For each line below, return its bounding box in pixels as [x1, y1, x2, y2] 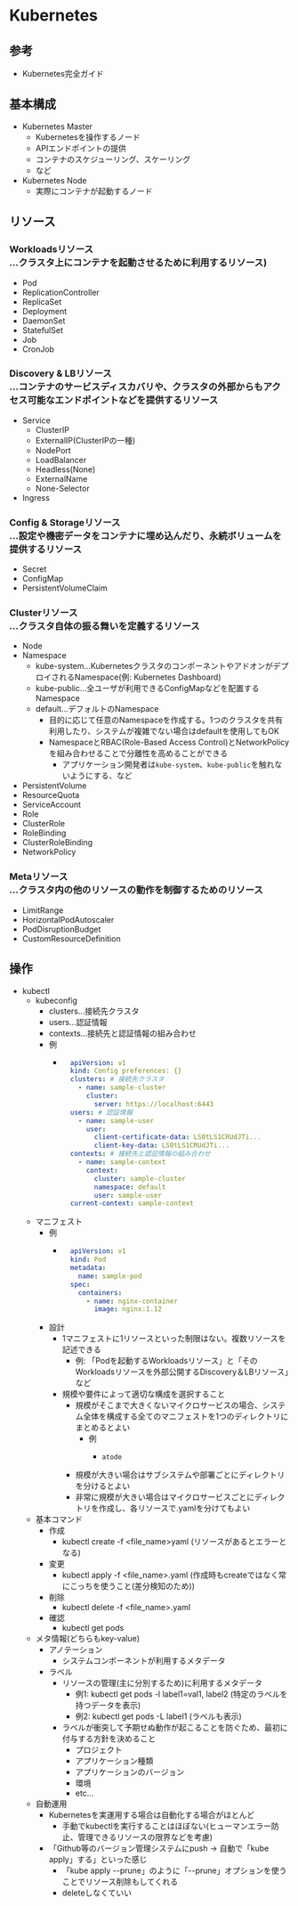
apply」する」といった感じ [48, 1854, 148, 1865]
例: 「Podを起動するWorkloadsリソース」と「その [75, 1356, 258, 1366]
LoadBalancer [35, 454, 87, 465]
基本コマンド [35, 1514, 83, 1525]
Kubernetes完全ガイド [21, 69, 104, 78]
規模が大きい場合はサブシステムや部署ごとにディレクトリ [75, 1470, 286, 1480]
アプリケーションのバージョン [75, 1767, 185, 1778]
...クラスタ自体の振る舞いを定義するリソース [9, 620, 200, 632]
